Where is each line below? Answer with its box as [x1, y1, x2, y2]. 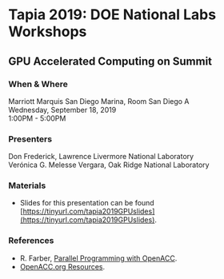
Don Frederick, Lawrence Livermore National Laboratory [8, 152, 194, 161]
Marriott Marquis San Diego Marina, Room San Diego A [8, 96, 190, 106]
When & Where [8, 78, 68, 90]
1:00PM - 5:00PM [8, 114, 66, 123]
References [8, 235, 54, 246]
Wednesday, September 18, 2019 [8, 105, 117, 114]
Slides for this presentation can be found [19, 198, 154, 208]
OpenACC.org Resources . [19, 261, 106, 271]
